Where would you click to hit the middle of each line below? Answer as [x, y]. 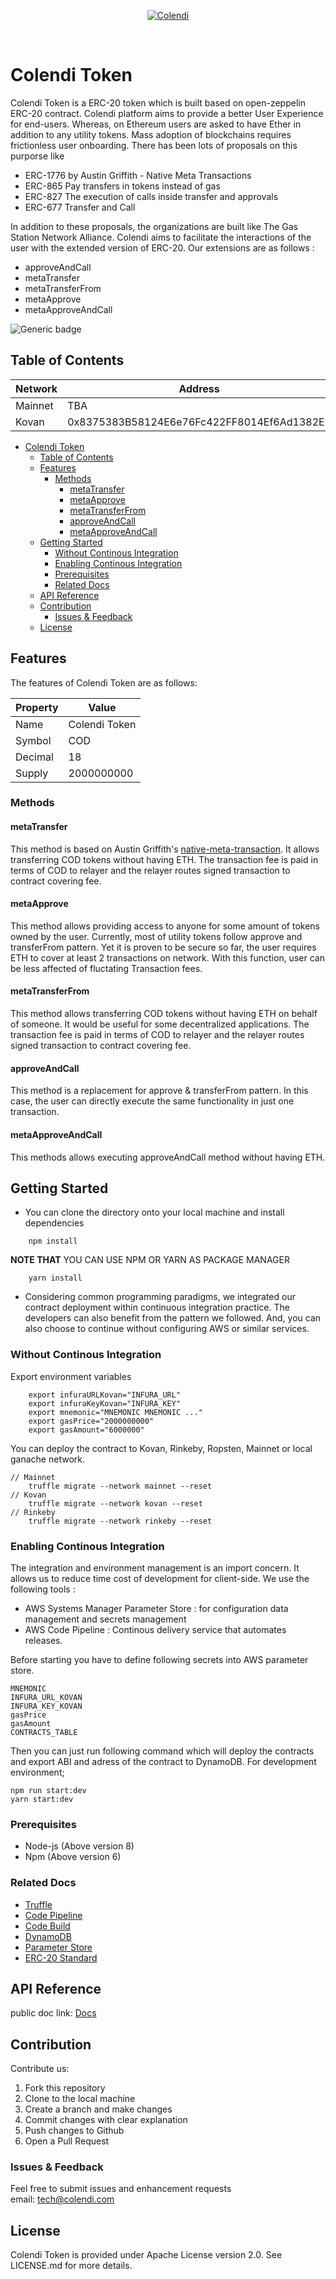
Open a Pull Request [67, 2141]
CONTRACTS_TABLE [44, 1732]
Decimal [34, 757]
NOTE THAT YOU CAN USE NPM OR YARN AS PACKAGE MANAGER [150, 1260]
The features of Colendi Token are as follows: [104, 682]
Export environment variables [71, 1376]
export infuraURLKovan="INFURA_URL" [105, 1395]
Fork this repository [65, 2088]
